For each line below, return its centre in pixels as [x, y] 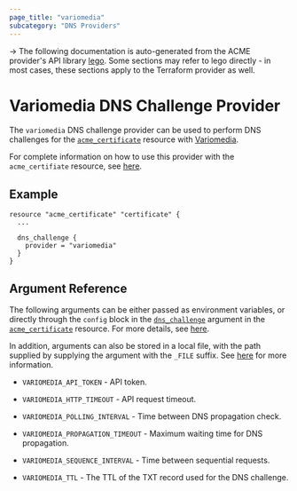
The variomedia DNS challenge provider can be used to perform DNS [135, 131]
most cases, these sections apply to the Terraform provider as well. [132, 70]
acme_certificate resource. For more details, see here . [109, 329]
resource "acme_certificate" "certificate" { [94, 215]
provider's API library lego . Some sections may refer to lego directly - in [140, 60]
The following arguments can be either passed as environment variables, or [147, 310]
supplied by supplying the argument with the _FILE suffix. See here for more [148, 355]
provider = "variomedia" [71, 246]
